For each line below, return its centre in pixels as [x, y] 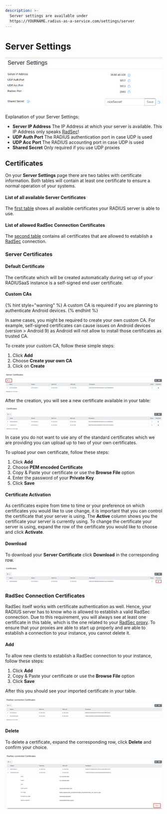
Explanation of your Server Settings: [42, 117]
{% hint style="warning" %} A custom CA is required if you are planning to [82, 305]
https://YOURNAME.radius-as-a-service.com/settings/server [72, 21]
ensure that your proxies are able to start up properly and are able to [76, 628]
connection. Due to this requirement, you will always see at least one [76, 617]
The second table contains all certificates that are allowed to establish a [79, 236]
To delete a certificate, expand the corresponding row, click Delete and [78, 742]
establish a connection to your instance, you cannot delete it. [68, 633]
